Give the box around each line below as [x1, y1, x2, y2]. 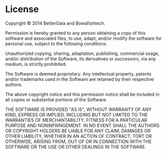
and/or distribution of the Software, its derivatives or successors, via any [5, 55, 156, 61]
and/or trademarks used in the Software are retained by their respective [5, 76, 154, 82]
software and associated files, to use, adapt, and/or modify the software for [5, 35, 162, 41]
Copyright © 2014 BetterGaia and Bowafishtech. [5, 20, 106, 26]
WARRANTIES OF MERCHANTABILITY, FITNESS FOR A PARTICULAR [5, 117, 147, 123]
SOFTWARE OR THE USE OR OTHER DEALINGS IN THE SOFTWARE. [5, 143, 146, 149]
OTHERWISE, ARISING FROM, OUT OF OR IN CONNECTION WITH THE [5, 138, 152, 144]
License [5, 4, 39, 15]
